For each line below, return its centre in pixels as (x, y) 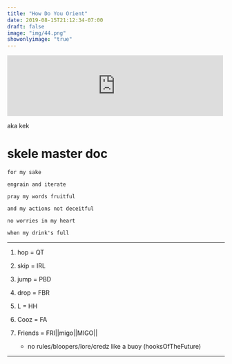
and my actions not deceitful (51, 209)
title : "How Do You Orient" (48, 14)
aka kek (18, 126)
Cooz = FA (32, 320)
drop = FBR (33, 293)
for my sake (24, 173)
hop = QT (31, 252)
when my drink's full (38, 233)
